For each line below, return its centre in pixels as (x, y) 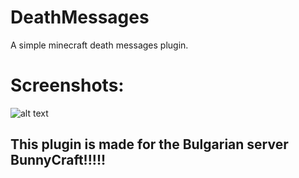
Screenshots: (67, 85)
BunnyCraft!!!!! (58, 160)
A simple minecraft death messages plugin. (99, 45)
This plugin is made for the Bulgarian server (149, 144)
